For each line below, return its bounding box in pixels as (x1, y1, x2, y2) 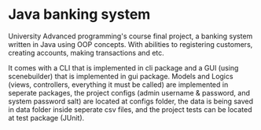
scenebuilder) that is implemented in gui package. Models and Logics (8, 71, 233, 81)
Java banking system (8, 5, 151, 23)
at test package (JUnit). (8, 113, 85, 122)
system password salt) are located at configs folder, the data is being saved (8, 96, 254, 106)
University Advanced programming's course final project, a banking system (8, 31, 253, 41)
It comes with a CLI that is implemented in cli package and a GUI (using (8, 63, 239, 72)
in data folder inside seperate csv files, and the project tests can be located (8, 104, 253, 114)
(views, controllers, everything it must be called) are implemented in (8, 80, 229, 89)
